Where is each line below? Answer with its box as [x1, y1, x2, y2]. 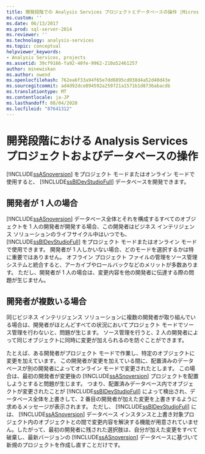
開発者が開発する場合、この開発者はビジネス [43, 223, 156, 230]
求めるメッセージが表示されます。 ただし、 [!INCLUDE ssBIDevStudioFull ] [6, 403, 190, 411]
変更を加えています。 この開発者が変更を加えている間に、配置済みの [6, 357, 178, 365]
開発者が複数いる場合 [6, 296, 87, 307]
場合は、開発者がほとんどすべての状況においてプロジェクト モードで [11, 321, 184, 329]
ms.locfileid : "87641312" [6, 105, 72, 112]
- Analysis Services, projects [6, 54, 86, 61]
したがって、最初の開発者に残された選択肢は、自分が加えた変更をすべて [16, 426, 198, 433]
